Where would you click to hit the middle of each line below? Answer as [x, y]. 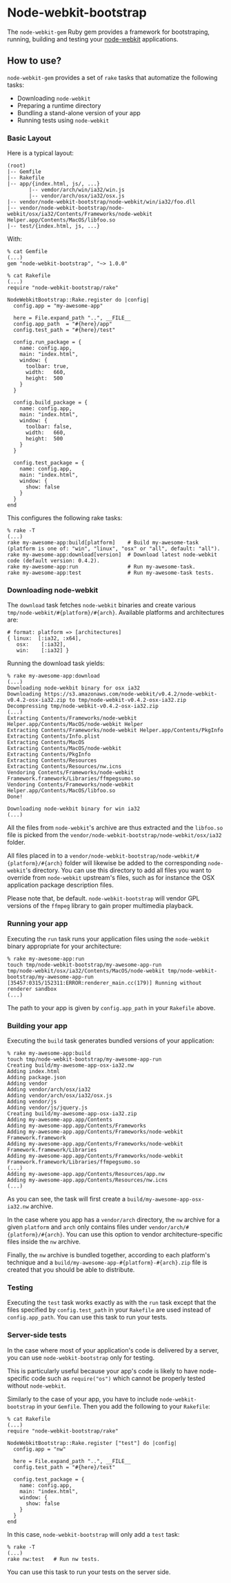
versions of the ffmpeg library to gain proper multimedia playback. [100, 906]
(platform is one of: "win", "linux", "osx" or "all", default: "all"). [114, 549]
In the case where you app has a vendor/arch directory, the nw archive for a [113, 1219]
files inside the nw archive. [44, 1241]
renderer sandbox [32, 989]
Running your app [38, 924]
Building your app [37, 1025]
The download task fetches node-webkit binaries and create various [102, 605]
